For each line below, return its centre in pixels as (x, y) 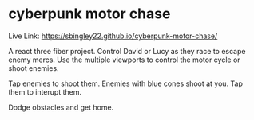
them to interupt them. (45, 91)
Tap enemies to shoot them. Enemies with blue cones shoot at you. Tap (126, 83)
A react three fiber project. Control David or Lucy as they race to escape (127, 51)
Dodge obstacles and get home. (61, 107)
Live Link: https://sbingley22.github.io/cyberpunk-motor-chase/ (113, 36)
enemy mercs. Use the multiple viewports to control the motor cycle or (125, 60)
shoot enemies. (34, 68)
